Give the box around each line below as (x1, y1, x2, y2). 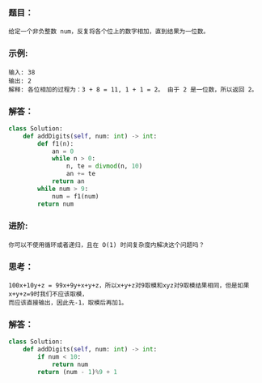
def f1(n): (37, 139, 74, 147)
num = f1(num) (51, 192, 99, 200)
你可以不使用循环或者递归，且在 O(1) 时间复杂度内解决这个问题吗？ (8, 240, 205, 249)
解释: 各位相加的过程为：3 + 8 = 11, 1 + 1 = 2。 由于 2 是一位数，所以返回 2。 (8, 85, 258, 94)
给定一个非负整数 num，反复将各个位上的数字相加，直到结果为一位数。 (8, 28, 210, 36)
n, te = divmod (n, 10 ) (65, 162, 143, 171)
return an (51, 177, 85, 185)
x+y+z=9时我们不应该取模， (8, 290, 89, 299)
